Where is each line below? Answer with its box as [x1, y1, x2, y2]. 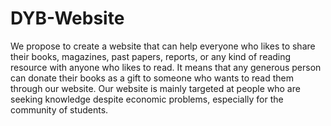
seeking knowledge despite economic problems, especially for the [10, 93, 284, 105]
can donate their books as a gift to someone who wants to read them [10, 72, 294, 84]
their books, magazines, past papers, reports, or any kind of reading [10, 50, 292, 62]
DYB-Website [10, 7, 125, 30]
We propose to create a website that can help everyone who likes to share [10, 40, 316, 52]
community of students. [10, 103, 109, 116]
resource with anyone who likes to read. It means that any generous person [10, 61, 322, 73]
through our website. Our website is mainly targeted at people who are [10, 82, 301, 94]
